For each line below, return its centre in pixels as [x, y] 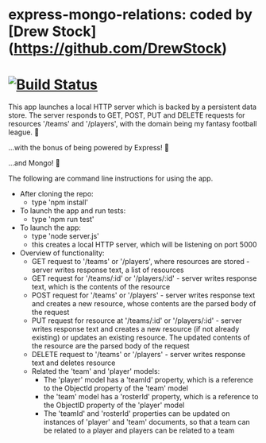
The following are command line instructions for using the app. [111, 179]
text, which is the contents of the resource [101, 287]
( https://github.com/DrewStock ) [118, 49]
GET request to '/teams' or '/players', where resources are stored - [141, 262]
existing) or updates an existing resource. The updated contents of [141, 338]
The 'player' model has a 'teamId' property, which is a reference [148, 380]
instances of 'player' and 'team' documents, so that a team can [146, 422]
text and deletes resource [73, 363]
